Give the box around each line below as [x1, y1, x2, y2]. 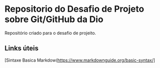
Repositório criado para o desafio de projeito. [4, 30, 96, 36]
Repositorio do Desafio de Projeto [4, 3, 144, 15]
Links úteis [4, 44, 39, 52]
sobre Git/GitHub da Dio [4, 14, 104, 25]
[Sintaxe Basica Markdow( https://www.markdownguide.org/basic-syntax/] [4, 57, 156, 63]
